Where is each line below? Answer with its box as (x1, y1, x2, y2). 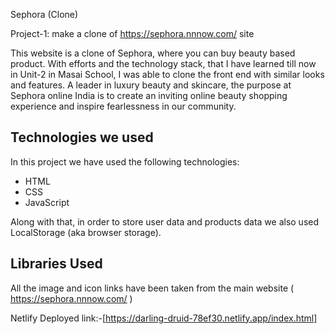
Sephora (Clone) (10, 9, 79, 20)
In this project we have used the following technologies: (10, 155, 240, 168)
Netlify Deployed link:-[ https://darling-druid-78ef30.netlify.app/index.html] (10, 312, 318, 324)
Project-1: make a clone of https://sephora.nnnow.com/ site (10, 28, 255, 39)
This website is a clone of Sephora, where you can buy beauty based (10, 47, 296, 59)
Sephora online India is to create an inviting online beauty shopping (10, 90, 288, 101)
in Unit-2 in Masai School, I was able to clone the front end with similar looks (10, 69, 325, 80)
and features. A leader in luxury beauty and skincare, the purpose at (10, 79, 292, 91)
